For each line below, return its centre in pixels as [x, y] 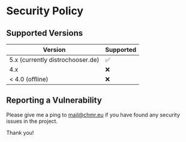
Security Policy [45, 11]
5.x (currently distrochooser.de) [54, 60]
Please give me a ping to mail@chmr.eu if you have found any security [93, 115]
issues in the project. [32, 121]
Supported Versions [44, 33]
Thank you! [20, 132]
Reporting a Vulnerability [54, 101]
